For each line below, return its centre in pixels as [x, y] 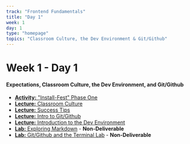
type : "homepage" [27, 34]
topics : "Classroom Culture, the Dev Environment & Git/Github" [87, 39]
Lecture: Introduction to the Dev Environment [70, 123]
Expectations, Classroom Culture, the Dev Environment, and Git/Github [95, 84]
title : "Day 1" [25, 17]
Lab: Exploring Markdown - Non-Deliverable [69, 129]
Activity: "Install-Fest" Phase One [56, 98]
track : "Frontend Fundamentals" [46, 11]
